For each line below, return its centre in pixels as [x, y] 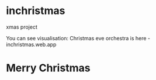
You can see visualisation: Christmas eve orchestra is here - [78, 38]
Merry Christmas [48, 68]
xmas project [22, 27]
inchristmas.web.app [31, 44]
